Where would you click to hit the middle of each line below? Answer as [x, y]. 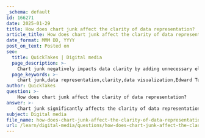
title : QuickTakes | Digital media [57, 57]
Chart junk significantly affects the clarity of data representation [109, 108]
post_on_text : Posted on [38, 46]
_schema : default [28, 12]
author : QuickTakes [31, 86]
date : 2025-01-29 [28, 23]
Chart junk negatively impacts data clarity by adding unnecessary [105, 69]
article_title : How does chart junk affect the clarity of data [90, 35]
